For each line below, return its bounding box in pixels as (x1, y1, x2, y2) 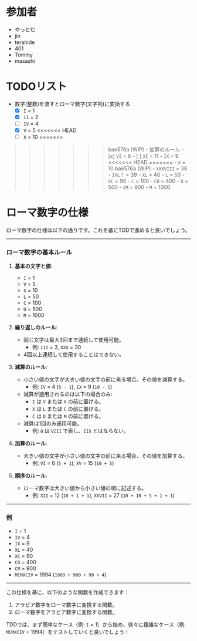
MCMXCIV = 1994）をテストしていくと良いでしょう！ (6, 628, 130, 635)
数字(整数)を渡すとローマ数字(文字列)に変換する (14, 100, 131, 107)
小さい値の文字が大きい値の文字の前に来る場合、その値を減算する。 (23, 376, 188, 383)
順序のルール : (14, 472, 47, 479)
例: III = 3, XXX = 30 (32, 344, 81, 351)
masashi (14, 57, 35, 65)
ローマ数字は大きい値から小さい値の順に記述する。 (23, 485, 147, 492)
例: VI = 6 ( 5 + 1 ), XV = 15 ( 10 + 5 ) (32, 460, 114, 467)
